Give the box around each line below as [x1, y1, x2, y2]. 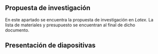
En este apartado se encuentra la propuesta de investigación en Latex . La [5, 17, 154, 22]
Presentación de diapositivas [5, 41, 96, 50]
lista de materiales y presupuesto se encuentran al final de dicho [5, 22, 135, 28]
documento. [5, 27, 29, 33]
